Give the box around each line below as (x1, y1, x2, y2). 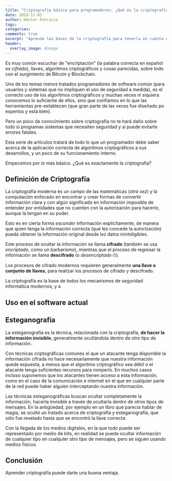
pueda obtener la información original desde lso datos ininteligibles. (5, 231, 148, 237)
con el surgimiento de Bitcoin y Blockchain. (5, 70, 96, 77)
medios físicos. (5, 441, 37, 448)
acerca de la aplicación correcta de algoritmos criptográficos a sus (5, 145, 147, 151)
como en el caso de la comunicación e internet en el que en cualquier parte (5, 378, 165, 384)
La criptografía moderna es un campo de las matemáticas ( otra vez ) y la (5, 188, 158, 194)
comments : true (5, 31, 38, 37)
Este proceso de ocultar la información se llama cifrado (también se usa (5, 241, 158, 247)
